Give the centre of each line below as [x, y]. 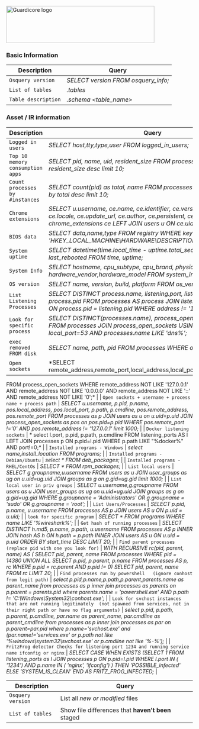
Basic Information [32, 55]
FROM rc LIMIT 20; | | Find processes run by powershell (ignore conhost [99, 573]
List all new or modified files [99, 698]
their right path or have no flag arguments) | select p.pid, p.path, [90, 609]
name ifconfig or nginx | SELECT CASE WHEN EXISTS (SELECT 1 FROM [95, 652]
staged [70, 717]
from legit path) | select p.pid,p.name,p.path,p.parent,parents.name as [95, 579]
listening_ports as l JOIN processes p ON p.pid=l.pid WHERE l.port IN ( [92, 659]
